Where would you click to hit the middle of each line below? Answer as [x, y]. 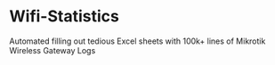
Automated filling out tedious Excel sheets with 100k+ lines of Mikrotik [137, 41]
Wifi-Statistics [65, 16]
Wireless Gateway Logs [53, 50]
